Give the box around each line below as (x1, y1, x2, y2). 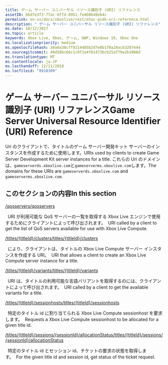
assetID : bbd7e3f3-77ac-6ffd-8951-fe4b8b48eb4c (5, 12, 107, 17)
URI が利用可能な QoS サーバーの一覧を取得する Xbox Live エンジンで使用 (7, 213, 161, 220)
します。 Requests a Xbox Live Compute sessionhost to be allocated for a (5, 316, 159, 322)
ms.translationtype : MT (5, 54, 55, 60)
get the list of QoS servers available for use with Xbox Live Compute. (5, 225, 148, 231)
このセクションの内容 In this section (5, 189, 117, 198)
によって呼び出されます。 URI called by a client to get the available (9, 284, 148, 290)
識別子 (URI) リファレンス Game (5, 105, 135, 116)
